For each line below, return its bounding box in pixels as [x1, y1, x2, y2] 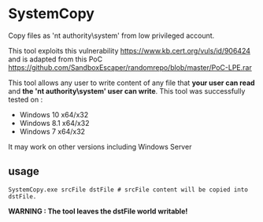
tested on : [8, 94, 43, 104]
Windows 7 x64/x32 [19, 127, 85, 136]
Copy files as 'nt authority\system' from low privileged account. [8, 31, 215, 40]
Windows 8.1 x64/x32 [19, 118, 90, 128]
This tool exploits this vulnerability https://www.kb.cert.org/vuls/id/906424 [8, 46, 250, 55]
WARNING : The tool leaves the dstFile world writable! [8, 206, 188, 216]
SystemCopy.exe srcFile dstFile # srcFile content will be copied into [8, 186, 248, 194]
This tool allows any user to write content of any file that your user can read [8, 78, 255, 87]
